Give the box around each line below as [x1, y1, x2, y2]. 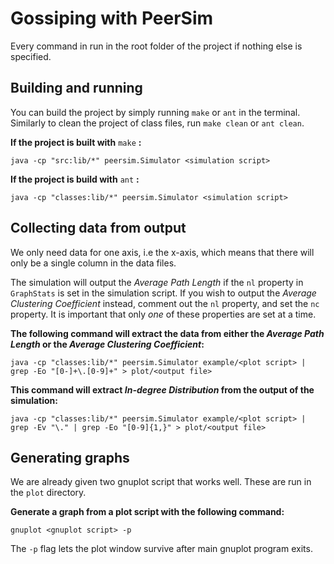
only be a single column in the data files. [10, 257, 177, 269]
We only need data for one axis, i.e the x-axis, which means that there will [10, 246, 315, 258]
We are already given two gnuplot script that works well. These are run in [10, 476, 312, 488]
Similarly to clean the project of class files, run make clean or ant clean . [10, 117, 305, 129]
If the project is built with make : [10, 136, 142, 148]
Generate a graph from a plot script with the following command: [10, 506, 285, 518]
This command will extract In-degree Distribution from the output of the [10, 383, 315, 396]
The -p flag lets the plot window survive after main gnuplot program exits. [10, 543, 313, 555]
